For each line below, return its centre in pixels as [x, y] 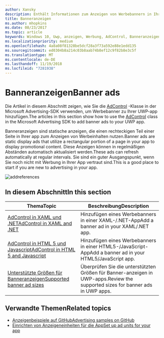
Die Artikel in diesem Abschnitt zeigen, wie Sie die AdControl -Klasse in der [81, 106]
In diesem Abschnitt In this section [58, 192]
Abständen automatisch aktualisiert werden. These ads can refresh [72, 152]
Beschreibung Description [119, 206]
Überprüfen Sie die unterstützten [118, 266]
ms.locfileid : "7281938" [30, 69]
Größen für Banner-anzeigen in [116, 273]
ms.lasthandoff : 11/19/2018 [34, 64]
